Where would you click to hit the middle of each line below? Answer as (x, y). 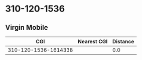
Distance (123, 42)
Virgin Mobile (27, 27)
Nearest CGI (93, 42)
